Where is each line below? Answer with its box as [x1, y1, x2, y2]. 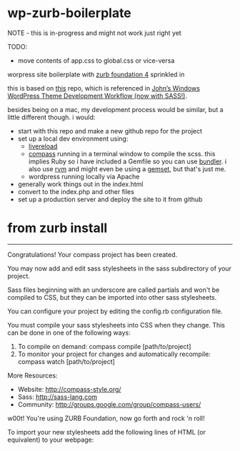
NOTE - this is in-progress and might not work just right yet [7, 29, 182, 37]
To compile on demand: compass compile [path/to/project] [17, 342, 191, 350]
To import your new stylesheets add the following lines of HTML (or [7, 427, 206, 436]
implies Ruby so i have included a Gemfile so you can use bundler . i [28, 157, 227, 166]
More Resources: [7, 371, 58, 380]
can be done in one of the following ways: [7, 328, 131, 337]
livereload [28, 141, 58, 151]
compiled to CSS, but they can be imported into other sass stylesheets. [7, 293, 217, 301]
